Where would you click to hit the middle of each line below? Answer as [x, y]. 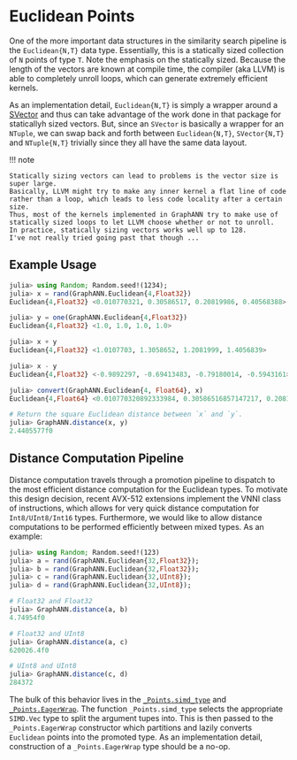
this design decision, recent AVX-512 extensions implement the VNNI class [145, 498]
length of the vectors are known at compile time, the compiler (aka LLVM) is [147, 69]
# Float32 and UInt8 [47, 633]
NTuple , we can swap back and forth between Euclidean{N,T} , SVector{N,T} [147, 133]
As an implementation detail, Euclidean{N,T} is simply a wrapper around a [144, 104]
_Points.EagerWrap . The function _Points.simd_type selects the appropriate [146, 709]
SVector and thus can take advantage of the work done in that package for [145, 114]
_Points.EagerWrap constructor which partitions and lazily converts [131, 728]
